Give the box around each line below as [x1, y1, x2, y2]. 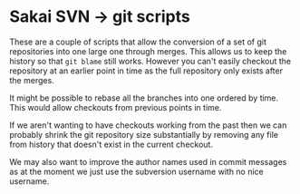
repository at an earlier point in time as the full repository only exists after [9, 65, 284, 76]
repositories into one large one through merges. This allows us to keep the [9, 45, 287, 56]
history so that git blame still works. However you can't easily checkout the [9, 55, 292, 66]
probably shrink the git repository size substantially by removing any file [9, 129, 279, 140]
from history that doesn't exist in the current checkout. [9, 139, 213, 150]
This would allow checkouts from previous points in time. [9, 102, 222, 112]
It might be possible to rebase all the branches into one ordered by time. [9, 92, 279, 103]
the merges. [9, 74, 54, 85]
